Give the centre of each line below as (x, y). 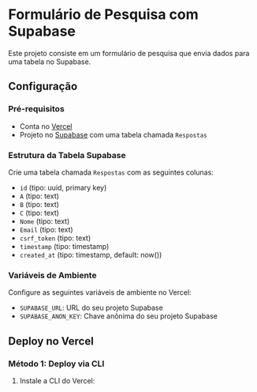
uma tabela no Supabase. (50, 62)
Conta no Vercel (46, 126)
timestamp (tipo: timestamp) (64, 246)
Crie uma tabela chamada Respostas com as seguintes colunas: (111, 172)
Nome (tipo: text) (45, 221)
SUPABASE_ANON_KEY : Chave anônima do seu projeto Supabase (119, 316)
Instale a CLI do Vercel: (57, 380)
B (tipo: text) (39, 204)
